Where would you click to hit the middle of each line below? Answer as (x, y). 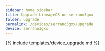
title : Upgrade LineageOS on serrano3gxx (49, 15)
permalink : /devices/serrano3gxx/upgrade (49, 24)
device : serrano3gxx (27, 29)
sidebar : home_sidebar (29, 10)
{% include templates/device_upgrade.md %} (52, 43)
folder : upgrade (22, 19)
